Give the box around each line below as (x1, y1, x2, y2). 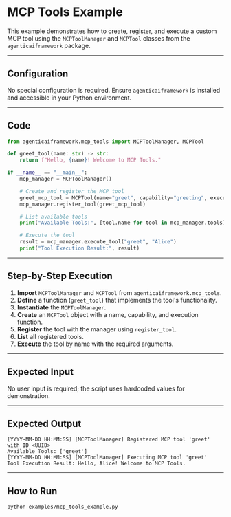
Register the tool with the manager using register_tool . (16, 324, 177, 333)
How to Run (7, 485, 58, 497)
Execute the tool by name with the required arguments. (16, 340, 174, 348)
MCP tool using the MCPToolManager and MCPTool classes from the (7, 34, 190, 42)
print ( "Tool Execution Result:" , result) (19, 245, 140, 252)
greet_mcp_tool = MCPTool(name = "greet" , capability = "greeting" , (19, 194, 208, 201)
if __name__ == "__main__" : (7, 169, 88, 176)
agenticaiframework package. (7, 41, 91, 49)
